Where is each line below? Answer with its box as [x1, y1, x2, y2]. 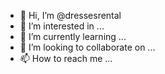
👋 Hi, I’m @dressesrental [19, 10, 122, 21]
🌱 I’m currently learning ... [19, 31, 127, 42]
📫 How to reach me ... [19, 53, 113, 64]
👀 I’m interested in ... [19, 20, 105, 32]
